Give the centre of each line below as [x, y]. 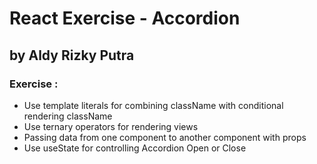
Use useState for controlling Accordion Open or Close [135, 148]
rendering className [68, 116]
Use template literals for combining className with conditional [153, 105]
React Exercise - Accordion [125, 18]
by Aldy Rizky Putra [72, 55]
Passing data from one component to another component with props [165, 137]
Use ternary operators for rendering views [111, 126]
